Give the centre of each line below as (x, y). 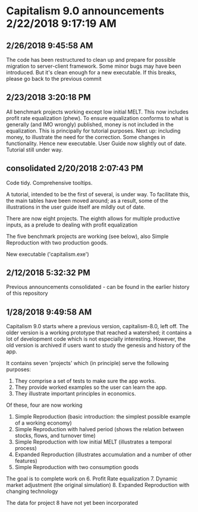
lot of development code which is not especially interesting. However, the (96, 339)
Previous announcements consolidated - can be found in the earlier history (98, 287)
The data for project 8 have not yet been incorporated (72, 503)
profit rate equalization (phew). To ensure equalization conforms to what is (98, 118)
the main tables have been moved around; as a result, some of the (87, 200)
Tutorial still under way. (35, 149)
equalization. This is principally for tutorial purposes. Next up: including (93, 131)
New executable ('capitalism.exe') (48, 254)
